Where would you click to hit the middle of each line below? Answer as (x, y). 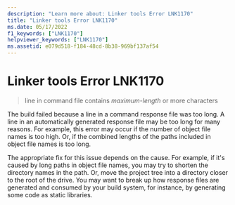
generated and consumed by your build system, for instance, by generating (117, 187)
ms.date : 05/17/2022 (38, 27)
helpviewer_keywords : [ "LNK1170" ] (58, 40)
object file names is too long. (49, 144)
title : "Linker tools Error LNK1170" (63, 20)
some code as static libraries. (50, 194)
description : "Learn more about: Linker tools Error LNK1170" (100, 14)
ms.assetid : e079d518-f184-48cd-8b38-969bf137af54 (83, 46)
